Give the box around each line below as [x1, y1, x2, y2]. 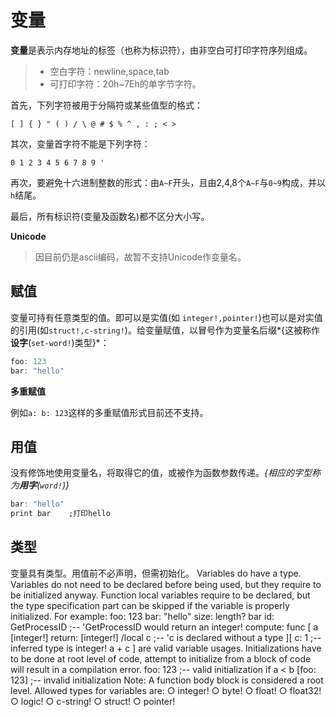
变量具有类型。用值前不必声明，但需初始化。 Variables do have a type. [10, 567, 302, 579]
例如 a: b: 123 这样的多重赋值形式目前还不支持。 [10, 406, 209, 418]
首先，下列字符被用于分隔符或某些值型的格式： [10, 99, 203, 111]
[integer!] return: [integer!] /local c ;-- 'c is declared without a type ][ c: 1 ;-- [10, 631, 322, 643]
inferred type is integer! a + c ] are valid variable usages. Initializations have [10, 642, 322, 654]
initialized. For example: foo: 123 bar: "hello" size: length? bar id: [10, 610, 275, 622]
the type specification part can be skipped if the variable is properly [10, 599, 290, 611]
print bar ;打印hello [10, 509, 111, 519]
